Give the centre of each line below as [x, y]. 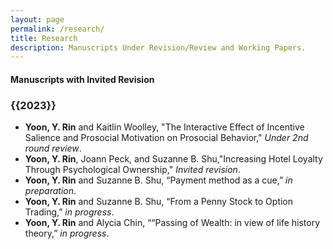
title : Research [44, 38]
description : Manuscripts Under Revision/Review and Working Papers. [158, 47]
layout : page [37, 19]
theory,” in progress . [67, 233]
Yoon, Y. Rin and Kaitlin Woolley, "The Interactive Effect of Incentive [164, 127]
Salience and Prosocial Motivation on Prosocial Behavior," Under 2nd [166, 138]
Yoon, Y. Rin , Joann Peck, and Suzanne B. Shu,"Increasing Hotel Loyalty [173, 159]
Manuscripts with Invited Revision [82, 79]
